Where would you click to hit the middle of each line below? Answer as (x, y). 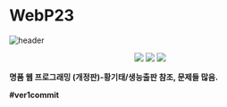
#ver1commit (34, 95)
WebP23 (42, 16)
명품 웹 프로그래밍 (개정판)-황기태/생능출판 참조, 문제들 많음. (114, 77)
